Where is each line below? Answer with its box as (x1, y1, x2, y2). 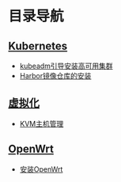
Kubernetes (8, 39, 68, 52)
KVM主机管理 (19, 119, 64, 128)
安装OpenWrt (19, 164, 63, 174)
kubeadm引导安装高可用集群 (19, 61, 113, 70)
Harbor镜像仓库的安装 (19, 71, 92, 80)
